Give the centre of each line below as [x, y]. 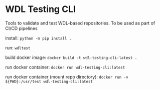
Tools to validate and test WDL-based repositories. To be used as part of [80, 23]
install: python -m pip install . [38, 38]
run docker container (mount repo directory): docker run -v [67, 76]
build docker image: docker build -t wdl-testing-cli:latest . [71, 57]
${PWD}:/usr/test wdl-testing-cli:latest [49, 81]
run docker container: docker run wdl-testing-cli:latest [65, 67]
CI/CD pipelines [21, 28]
